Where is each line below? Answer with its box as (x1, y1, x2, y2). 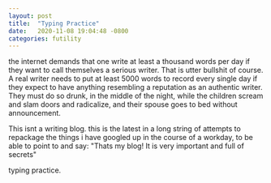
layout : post (8, 11, 53, 20)
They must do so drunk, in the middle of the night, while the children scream (8, 91, 264, 101)
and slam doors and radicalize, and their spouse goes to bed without (8, 100, 238, 109)
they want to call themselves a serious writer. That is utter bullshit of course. (8, 66, 264, 75)
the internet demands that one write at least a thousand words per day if (8, 57, 250, 66)
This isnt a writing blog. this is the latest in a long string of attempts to (8, 124, 241, 134)
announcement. (8, 109, 61, 118)
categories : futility (8, 34, 82, 43)
